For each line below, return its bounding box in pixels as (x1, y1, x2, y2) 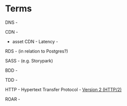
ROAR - (5, 96, 21, 102)
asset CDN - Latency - (12, 38, 58, 45)
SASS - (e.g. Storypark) (5, 57, 53, 63)
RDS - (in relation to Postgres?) (5, 48, 68, 54)
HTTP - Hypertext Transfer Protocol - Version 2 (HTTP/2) (5, 86, 122, 92)
